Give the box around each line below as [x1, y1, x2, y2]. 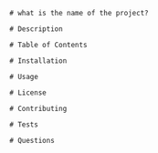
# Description [9, 25, 63, 34]
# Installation [9, 56, 68, 66]
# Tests [9, 120, 39, 129]
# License [9, 88, 47, 97]
